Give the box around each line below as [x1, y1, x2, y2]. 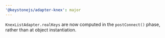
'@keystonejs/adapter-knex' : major [5, 7, 81, 13]
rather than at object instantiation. [5, 26, 77, 33]
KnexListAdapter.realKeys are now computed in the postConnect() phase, [5, 21, 161, 27]
